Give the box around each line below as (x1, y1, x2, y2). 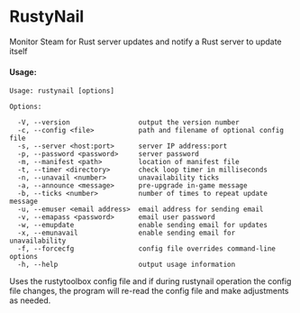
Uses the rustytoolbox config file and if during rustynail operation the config (9, 276, 292, 287)
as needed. (9, 295, 51, 306)
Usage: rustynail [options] (9, 87, 115, 96)
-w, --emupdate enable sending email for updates (17, 221, 268, 230)
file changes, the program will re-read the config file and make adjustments (9, 286, 289, 297)
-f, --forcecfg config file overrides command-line (17, 244, 277, 253)
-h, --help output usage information (17, 260, 236, 270)
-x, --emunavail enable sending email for (17, 228, 236, 238)
